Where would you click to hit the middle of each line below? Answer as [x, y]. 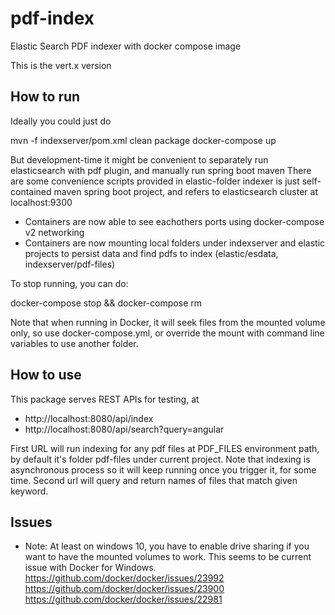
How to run [45, 97]
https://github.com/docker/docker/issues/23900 [124, 589]
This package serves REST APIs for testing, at [105, 399]
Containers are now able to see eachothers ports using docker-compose [174, 221]
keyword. [29, 491]
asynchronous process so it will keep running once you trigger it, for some [163, 469]
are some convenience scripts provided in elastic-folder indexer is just [155, 181]
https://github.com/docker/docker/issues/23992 [124, 578]
